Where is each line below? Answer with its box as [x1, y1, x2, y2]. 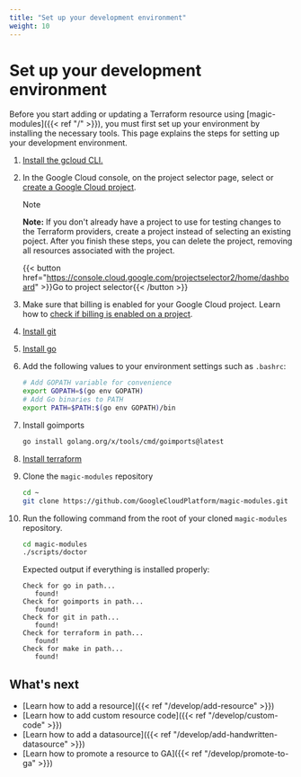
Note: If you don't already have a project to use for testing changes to [22, 216, 281, 227]
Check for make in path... [22, 644, 124, 654]
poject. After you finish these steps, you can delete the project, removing [22, 235, 293, 247]
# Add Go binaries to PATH [22, 395, 124, 404]
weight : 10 [9, 22, 50, 31]
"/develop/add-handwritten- [173, 729, 279, 740]
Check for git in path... [22, 613, 120, 622]
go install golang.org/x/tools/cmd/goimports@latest [22, 437, 225, 446]
